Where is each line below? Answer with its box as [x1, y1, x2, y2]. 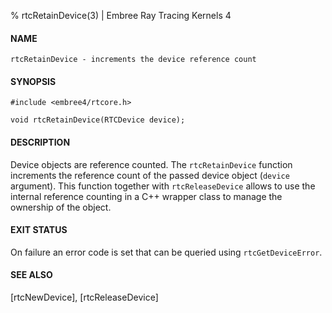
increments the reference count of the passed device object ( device [10, 169, 290, 181]
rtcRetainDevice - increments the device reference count [10, 55, 257, 65]
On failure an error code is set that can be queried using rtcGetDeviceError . [10, 246, 323, 258]
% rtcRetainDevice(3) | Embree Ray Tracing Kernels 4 [10, 10, 232, 21]
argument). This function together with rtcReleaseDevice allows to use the [10, 180, 316, 192]
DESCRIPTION [10, 136, 71, 148]
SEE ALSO [10, 269, 53, 281]
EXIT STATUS [10, 224, 68, 236]
